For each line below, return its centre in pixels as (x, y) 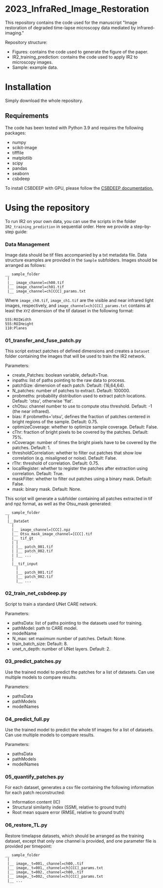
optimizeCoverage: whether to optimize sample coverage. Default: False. (85, 427)
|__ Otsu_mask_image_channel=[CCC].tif (52, 534)
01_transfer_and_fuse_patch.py (43, 340)
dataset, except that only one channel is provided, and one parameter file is (81, 841)
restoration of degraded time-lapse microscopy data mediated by (71, 27)
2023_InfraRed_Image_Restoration (77, 9)
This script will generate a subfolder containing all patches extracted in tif (79, 499)
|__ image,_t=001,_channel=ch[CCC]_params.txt (55, 868)
